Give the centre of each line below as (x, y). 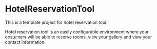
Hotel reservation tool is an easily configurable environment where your (77, 32)
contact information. (25, 42)
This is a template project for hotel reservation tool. (56, 22)
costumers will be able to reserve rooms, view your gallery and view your (78, 37)
